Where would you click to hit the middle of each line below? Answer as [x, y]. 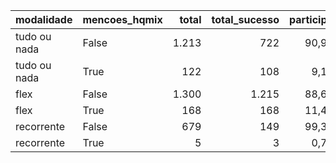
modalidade [44, 19]
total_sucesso [245, 19]
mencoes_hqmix [122, 19]
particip [308, 19]
